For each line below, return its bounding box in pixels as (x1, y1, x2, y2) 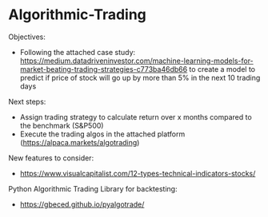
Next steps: (8, 97, 46, 106)
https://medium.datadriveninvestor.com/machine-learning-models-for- (19, 56, 254, 65)
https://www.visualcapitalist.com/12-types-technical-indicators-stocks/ (19, 168, 256, 178)
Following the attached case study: (19, 47, 136, 57)
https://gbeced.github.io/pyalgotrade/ (19, 199, 145, 209)
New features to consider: (8, 153, 94, 163)
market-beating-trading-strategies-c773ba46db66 (19, 64, 188, 73)
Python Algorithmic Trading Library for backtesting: (8, 183, 178, 193)
